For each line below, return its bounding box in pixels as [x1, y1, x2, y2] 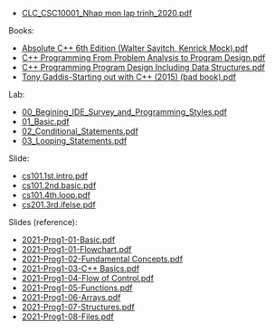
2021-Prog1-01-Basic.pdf [21, 234, 116, 245]
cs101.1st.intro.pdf [21, 171, 88, 181]
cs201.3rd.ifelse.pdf [21, 199, 96, 210]
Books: [8, 25, 35, 35]
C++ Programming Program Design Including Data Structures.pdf [21, 62, 266, 72]
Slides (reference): [8, 217, 78, 227]
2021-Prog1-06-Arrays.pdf [21, 292, 121, 302]
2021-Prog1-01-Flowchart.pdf [21, 244, 132, 254]
